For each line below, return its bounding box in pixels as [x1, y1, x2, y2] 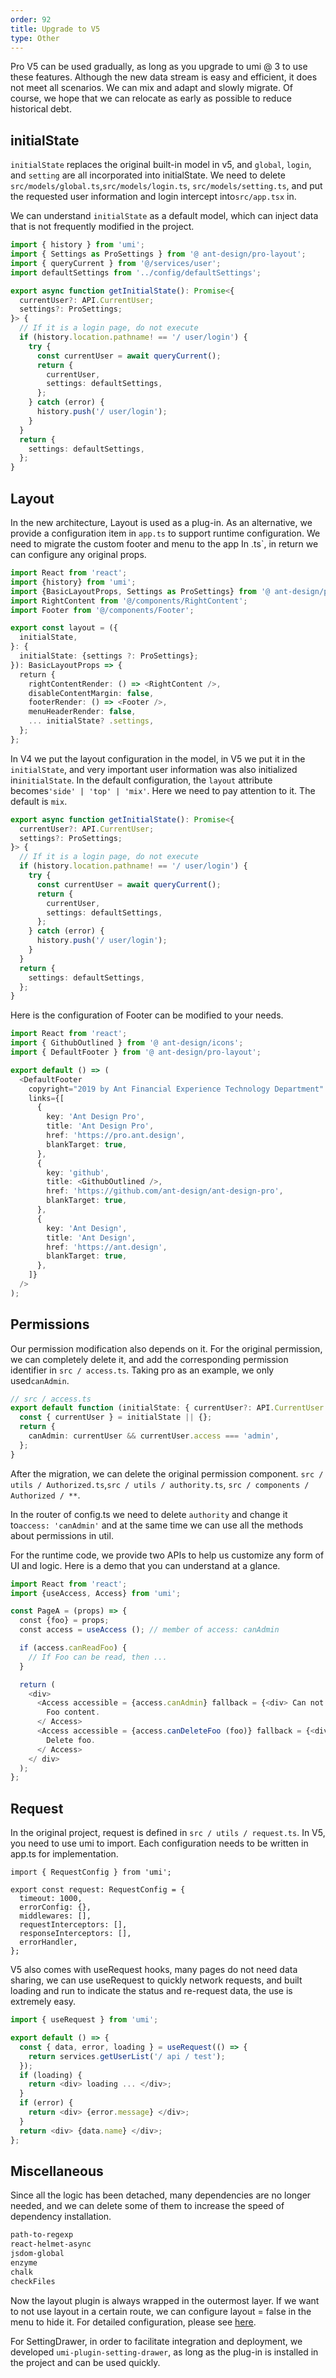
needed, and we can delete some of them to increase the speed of [10, 2200, 285, 2212]
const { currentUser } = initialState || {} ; [19, 1412, 213, 1423]
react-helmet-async [10, 2239, 92, 2250]
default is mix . [10, 795, 68, 807]
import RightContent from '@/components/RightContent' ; [10, 596, 248, 606]
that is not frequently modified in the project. [10, 221, 195, 233]
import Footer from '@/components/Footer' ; [10, 605, 195, 615]
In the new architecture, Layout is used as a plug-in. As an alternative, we [10, 517, 313, 528]
